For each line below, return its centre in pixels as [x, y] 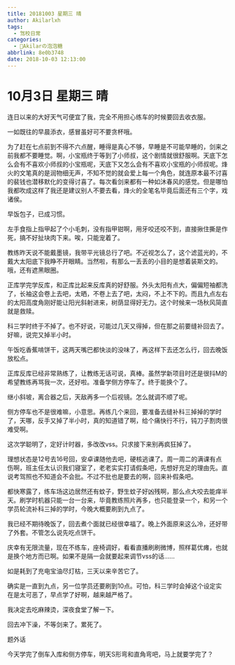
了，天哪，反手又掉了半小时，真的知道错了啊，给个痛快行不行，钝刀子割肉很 [117, 420]
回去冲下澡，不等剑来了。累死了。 [56, 624]
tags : [15, 27]
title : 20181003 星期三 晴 [44, 14]
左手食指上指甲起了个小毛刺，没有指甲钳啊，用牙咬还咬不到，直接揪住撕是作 [117, 229]
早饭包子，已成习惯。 [38, 213]
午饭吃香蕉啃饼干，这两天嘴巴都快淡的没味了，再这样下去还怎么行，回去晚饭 [117, 349]
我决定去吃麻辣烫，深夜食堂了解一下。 [62, 609]
